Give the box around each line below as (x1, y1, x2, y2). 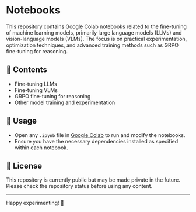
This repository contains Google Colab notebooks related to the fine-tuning (6, 23, 187, 30)
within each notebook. (14, 144, 68, 151)
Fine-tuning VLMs (14, 86, 58, 94)
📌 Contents (6, 65, 48, 75)
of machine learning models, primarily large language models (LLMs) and (6, 29, 182, 36)
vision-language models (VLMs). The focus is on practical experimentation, (6, 35, 187, 42)
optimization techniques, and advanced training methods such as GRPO (6, 42, 179, 49)
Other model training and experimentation (14, 99, 116, 106)
